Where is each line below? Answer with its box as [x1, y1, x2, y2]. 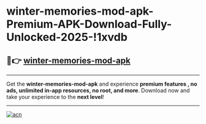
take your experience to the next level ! [6, 93, 104, 100]
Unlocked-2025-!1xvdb [6, 31, 128, 44]
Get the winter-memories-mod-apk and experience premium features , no [6, 81, 197, 87]
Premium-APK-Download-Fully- [6, 17, 172, 31]
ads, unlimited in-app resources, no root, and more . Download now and [6, 87, 190, 94]
